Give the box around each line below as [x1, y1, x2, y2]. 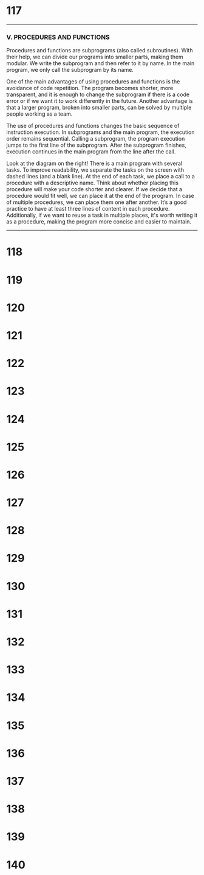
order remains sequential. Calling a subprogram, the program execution [6, 135, 185, 142]
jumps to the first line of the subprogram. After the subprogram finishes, [6, 141, 186, 149]
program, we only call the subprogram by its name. [6, 66, 134, 74]
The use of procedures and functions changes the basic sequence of [6, 122, 180, 130]
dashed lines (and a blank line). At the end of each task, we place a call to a [6, 173, 195, 180]
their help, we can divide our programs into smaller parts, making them [6, 53, 183, 61]
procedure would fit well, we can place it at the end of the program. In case [6, 192, 194, 200]
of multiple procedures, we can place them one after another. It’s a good [6, 199, 187, 206]
